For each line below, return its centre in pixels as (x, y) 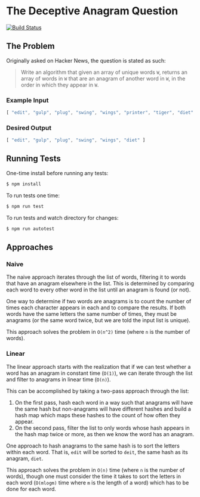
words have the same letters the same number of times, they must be (92, 314)
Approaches (30, 247)
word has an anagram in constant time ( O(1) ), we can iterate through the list (99, 373)
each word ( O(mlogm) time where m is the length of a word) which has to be (98, 482)
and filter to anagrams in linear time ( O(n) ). (59, 379)
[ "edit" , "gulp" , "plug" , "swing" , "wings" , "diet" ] (76, 140)
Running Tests (33, 159)
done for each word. (31, 489)
